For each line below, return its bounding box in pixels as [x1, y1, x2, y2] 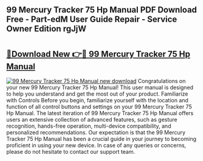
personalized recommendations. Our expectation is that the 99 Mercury [6, 129, 186, 136]
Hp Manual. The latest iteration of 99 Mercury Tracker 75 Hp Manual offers [6, 110, 194, 117]
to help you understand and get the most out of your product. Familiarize [6, 90, 188, 97]
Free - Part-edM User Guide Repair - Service [6, 15, 177, 25]
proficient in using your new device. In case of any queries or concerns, [6, 142, 187, 149]
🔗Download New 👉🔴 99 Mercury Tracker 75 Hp [6, 48, 190, 59]
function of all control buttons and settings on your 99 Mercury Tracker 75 [6, 103, 193, 110]
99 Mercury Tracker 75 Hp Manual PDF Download [6, 5, 198, 15]
